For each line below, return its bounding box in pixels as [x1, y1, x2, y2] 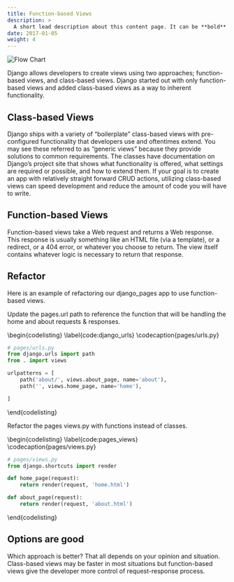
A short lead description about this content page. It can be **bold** [13, 23, 227, 30]
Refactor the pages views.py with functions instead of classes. [7, 421, 188, 430]
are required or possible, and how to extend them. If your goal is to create [7, 167, 219, 175]
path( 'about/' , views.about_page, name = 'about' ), [20, 376, 168, 384]
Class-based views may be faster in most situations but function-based [7, 559, 213, 567]
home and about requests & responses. [7, 317, 121, 325]
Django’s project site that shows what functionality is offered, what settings [7, 159, 224, 167]
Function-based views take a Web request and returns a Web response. [7, 227, 214, 236]
